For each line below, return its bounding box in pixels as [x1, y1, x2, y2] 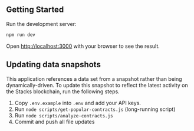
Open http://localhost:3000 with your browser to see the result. [6, 42, 160, 50]
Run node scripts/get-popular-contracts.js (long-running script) [14, 106, 176, 113]
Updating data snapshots [6, 60, 101, 70]
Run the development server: [6, 20, 77, 27]
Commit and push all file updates [14, 118, 95, 125]
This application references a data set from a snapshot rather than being [6, 75, 182, 82]
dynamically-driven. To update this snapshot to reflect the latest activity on [6, 81, 188, 89]
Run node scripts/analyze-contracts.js [14, 112, 113, 119]
